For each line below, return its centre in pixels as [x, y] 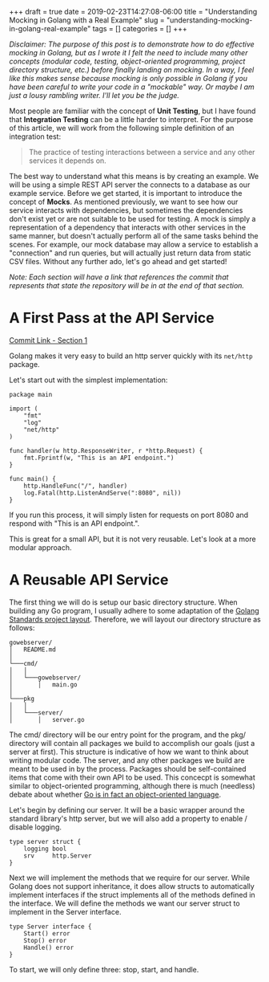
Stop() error [45, 940]
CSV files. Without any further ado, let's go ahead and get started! [118, 261]
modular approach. [40, 547]
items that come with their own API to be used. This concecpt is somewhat [132, 777]
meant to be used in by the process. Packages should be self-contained [128, 768]
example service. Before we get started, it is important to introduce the [126, 193]
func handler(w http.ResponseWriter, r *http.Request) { [106, 450]
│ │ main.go [44, 685]
